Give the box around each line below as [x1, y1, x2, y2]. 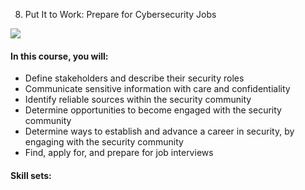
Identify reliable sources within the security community [24, 94, 252, 106]
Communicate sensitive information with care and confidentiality [24, 83, 291, 95]
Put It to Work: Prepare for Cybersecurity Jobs [24, 9, 217, 20]
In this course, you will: [10, 50, 109, 62]
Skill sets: [10, 169, 52, 181]
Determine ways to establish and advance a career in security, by [24, 125, 295, 138]
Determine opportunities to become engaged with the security [24, 104, 282, 116]
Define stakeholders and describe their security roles [24, 72, 245, 84]
